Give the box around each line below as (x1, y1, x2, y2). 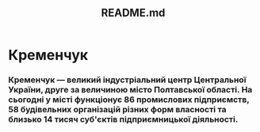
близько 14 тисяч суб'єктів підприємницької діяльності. (8, 114, 239, 125)
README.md (101, 6, 166, 20)
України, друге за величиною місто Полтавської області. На (8, 85, 253, 96)
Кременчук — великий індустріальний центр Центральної (8, 74, 247, 85)
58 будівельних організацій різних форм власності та (8, 104, 227, 115)
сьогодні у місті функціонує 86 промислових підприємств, (8, 94, 250, 105)
